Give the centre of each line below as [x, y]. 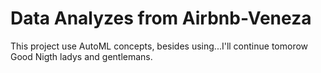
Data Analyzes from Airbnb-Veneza [161, 18]
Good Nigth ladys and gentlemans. [81, 56]
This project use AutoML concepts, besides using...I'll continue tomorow [159, 46]
